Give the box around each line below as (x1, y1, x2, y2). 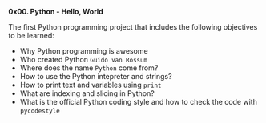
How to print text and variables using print (19, 80, 162, 89)
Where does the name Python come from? (19, 63, 159, 73)
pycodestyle (19, 107, 60, 115)
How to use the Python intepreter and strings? (19, 72, 172, 81)
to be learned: (8, 31, 54, 40)
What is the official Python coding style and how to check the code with (19, 97, 258, 106)
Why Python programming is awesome (19, 46, 148, 55)
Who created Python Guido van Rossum (19, 55, 148, 64)
